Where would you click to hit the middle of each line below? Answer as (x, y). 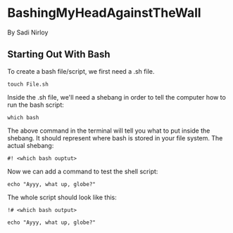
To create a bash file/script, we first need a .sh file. (81, 71)
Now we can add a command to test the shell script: (83, 171)
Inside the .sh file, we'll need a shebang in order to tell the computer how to (117, 97)
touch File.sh (28, 84)
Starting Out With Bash (59, 54)
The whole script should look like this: (62, 197)
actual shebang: (31, 145)
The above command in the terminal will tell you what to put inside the (109, 131)
